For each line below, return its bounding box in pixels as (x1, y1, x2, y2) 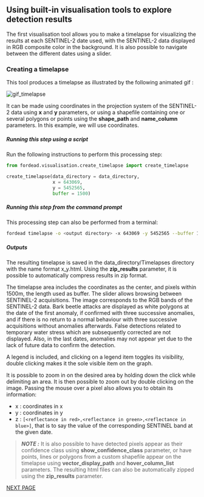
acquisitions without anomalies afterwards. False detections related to (6, 322, 181, 330)
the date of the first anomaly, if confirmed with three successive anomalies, (6, 309, 195, 317)
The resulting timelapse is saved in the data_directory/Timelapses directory (6, 259, 194, 266)
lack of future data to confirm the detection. (6, 342, 116, 349)
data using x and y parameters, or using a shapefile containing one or (11, 109, 185, 116)
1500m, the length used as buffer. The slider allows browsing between (6, 290, 182, 297)
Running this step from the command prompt (6, 203, 123, 211)
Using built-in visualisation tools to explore (6, 5, 172, 15)
